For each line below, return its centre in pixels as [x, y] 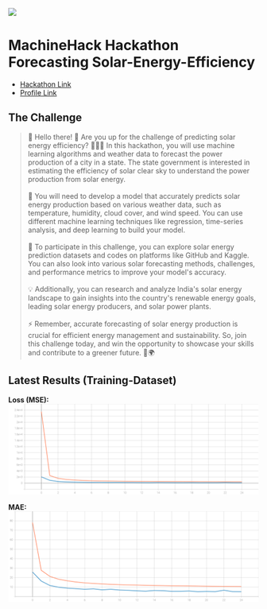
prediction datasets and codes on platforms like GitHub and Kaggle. [138, 255]
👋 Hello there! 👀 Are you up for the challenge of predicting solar [132, 137]
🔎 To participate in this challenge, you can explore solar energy [131, 246]
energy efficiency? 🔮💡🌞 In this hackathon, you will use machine [131, 145]
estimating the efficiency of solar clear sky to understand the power [139, 170]
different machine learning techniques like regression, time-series [135, 221]
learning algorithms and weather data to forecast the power [125, 153]
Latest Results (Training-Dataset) [93, 380]
